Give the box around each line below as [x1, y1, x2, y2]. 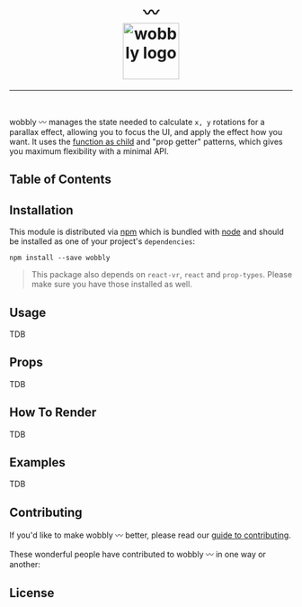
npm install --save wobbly [9, 253, 111, 263]
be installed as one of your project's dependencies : [9, 236, 196, 247]
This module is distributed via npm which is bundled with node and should [9, 226, 285, 238]
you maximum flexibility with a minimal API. [9, 145, 169, 157]
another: [9, 559, 40, 570]
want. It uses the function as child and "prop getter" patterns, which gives [9, 136, 283, 147]
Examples [9, 455, 66, 470]
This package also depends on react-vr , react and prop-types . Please [31, 269, 293, 280]
